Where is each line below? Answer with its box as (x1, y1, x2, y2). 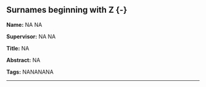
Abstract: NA (6, 56, 41, 63)
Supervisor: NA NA (6, 33, 56, 40)
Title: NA (6, 44, 29, 52)
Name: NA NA (6, 21, 42, 28)
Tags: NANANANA (6, 68, 54, 75)
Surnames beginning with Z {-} (6, 5, 128, 15)
